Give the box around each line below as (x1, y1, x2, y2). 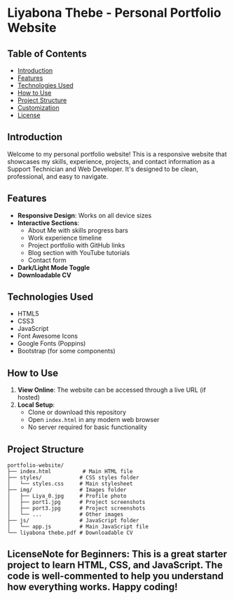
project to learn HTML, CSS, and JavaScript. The (7, 559, 223, 571)
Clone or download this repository (27, 408, 127, 416)
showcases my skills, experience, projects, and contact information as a (7, 157, 215, 165)
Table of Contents (7, 48, 88, 60)
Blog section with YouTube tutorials (27, 248, 130, 257)
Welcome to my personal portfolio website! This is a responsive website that (7, 149, 227, 158)
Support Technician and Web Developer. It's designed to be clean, (7, 165, 198, 173)
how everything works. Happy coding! (7, 581, 178, 593)
